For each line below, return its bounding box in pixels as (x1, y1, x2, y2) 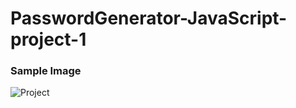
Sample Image (10, 64, 82, 78)
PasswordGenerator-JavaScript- (10, 7, 288, 30)
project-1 (10, 28, 87, 51)
